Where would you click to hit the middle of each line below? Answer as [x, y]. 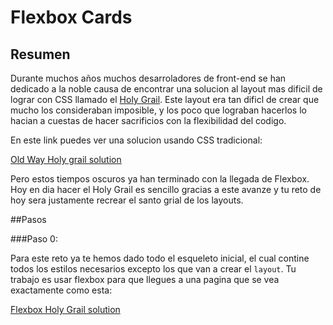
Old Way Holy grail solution [66, 159]
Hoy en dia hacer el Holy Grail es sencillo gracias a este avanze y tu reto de [166, 189]
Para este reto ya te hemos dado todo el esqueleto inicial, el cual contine [160, 258]
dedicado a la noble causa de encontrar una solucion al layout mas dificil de [166, 89]
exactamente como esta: [61, 290]
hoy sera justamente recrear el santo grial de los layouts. [127, 200]
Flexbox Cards [71, 17]
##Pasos [28, 219]
